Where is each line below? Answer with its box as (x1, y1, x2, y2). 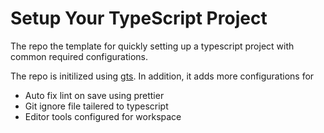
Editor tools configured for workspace (24, 110, 182, 122)
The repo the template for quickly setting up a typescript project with (10, 40, 295, 52)
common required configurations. (10, 50, 148, 62)
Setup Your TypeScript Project (10, 7, 268, 30)
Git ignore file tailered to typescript (24, 100, 169, 112)
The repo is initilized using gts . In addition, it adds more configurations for (10, 70, 315, 82)
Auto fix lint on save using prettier (24, 89, 165, 101)
